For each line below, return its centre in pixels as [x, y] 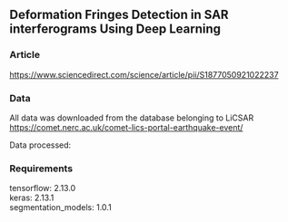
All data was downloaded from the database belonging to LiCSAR [132, 118]
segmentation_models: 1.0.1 [60, 208]
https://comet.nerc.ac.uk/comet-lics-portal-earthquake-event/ [126, 127]
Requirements [41, 169]
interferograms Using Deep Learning [115, 29]
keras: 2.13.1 [32, 198]
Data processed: [40, 145]
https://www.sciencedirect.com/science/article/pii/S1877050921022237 [144, 74]
